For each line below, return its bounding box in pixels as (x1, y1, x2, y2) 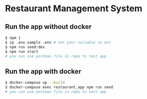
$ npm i (5, 35, 21, 40)
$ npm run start (5, 49, 38, 54)
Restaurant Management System (5, 3, 143, 14)
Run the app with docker (5, 67, 82, 75)
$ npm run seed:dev (5, 45, 45, 49)
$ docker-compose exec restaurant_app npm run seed (5, 85, 113, 90)
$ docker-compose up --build (5, 80, 65, 85)
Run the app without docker (5, 23, 92, 31)
